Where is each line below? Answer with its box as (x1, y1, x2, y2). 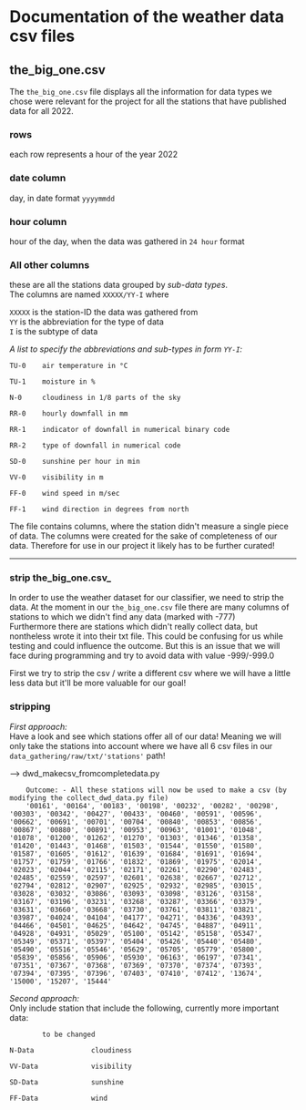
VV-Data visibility (9, 1062, 132, 1071)
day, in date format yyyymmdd (9, 192, 116, 203)
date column (9, 171, 66, 184)
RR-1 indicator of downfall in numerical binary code (9, 426, 230, 435)
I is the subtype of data (9, 326, 98, 337)
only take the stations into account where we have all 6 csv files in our (9, 740, 273, 751)
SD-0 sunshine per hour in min (9, 457, 141, 467)
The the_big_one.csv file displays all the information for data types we (9, 87, 272, 97)
